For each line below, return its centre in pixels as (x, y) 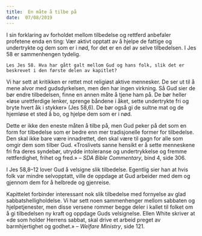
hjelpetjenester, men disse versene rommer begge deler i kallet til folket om (100, 207)
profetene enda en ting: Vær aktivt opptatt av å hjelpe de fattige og (89, 41)
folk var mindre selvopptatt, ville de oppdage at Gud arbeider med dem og (98, 175)
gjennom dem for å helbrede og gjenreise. (58, 182)
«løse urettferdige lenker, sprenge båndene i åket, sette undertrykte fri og (97, 101)
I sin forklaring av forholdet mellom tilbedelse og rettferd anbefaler (89, 34)
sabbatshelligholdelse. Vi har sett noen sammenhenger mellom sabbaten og (101, 200)
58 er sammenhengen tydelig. (43, 54)
